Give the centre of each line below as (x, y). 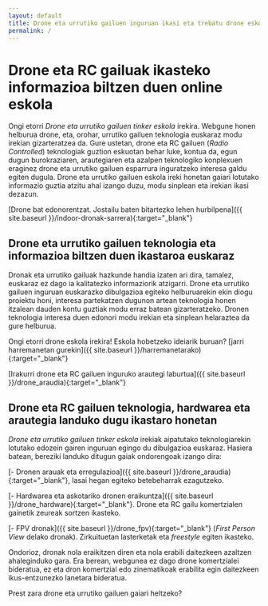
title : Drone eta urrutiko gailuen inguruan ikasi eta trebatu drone (126, 23)
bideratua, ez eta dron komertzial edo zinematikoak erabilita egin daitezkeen (134, 569)
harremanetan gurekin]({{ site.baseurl (71, 350)
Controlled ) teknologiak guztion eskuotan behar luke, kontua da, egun (123, 152)
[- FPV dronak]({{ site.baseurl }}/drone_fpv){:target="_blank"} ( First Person (132, 528)
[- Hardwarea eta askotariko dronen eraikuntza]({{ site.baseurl (111, 496)
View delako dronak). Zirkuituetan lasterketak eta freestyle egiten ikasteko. (131, 536)
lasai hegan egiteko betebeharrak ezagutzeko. (148, 480)
